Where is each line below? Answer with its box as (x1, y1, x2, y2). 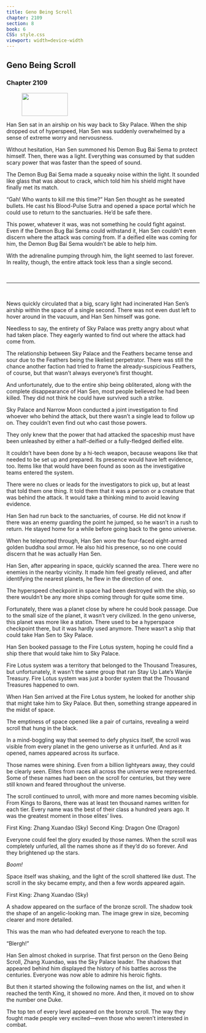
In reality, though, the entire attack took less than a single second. (6, 258, 173, 265)
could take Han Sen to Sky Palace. (6, 631, 93, 638)
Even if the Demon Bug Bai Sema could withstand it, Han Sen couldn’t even (6, 227, 196, 234)
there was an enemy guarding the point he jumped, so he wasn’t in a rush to (6, 519, 199, 526)
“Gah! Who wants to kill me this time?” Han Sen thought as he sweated (6, 196, 185, 203)
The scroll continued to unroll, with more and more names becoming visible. (6, 792, 198, 800)
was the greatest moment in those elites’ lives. (6, 812, 124, 819)
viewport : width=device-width (6, 37, 84, 44)
